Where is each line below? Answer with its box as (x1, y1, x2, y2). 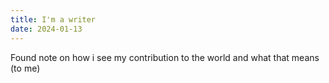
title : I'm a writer (10, 14, 97, 25)
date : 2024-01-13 (10, 24, 83, 34)
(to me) (10, 62, 41, 74)
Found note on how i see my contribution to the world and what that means (10, 51, 320, 63)
